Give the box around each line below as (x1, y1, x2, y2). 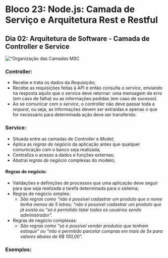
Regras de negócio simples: (12, 190, 71, 197)
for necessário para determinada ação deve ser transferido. (12, 112, 137, 118)
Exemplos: (5, 246, 32, 253)
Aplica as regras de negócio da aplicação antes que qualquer (12, 141, 140, 147)
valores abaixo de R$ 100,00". (20, 233, 83, 239)
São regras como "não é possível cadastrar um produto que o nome (20, 196, 162, 202)
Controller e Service (5, 42, 70, 51)
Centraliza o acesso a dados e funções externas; (12, 152, 115, 158)
